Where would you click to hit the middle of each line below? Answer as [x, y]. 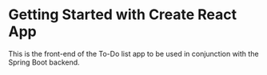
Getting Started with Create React [123, 15]
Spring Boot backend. [44, 62]
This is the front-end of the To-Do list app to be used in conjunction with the [133, 53]
